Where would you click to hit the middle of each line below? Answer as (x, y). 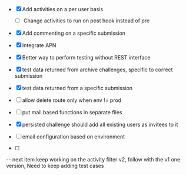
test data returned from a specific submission (77, 88)
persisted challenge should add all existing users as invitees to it (100, 125)
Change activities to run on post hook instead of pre (87, 21)
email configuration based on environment (74, 137)
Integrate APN (39, 45)
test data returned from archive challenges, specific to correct (97, 70)
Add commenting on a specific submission (74, 33)
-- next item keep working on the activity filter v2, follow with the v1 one (93, 160)
